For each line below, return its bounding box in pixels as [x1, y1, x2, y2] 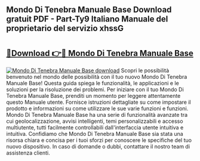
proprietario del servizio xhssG [6, 23, 124, 33]
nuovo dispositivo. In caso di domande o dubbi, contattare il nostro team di [6, 143, 190, 150]
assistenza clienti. [6, 149, 51, 156]
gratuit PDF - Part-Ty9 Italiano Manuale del [6, 14, 168, 24]
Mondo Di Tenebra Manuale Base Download [6, 5, 172, 15]
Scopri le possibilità [121, 67, 170, 74]
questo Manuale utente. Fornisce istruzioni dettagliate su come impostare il [6, 98, 191, 106]
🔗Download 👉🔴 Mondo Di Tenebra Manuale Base [6, 48, 194, 58]
